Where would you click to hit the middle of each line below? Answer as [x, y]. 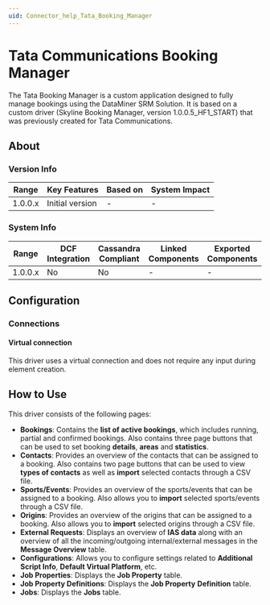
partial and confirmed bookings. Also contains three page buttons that [136, 438]
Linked [174, 248]
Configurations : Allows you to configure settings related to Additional [136, 557]
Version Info [33, 168]
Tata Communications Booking [113, 55]
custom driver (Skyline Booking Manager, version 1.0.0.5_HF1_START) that [131, 112]
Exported [232, 248]
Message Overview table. [63, 549]
